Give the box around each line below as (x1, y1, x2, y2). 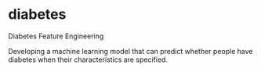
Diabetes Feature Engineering (8, 31, 104, 41)
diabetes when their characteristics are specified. (8, 55, 169, 64)
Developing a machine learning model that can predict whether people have (8, 46, 253, 56)
